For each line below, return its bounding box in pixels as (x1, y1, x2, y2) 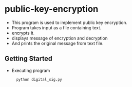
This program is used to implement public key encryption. (11, 20, 128, 25)
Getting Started (4, 55, 53, 63)
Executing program (11, 67, 50, 73)
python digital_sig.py (16, 77, 62, 82)
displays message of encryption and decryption (11, 35, 108, 41)
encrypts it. (11, 30, 35, 36)
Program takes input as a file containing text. (11, 24, 102, 30)
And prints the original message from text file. (11, 40, 104, 46)
